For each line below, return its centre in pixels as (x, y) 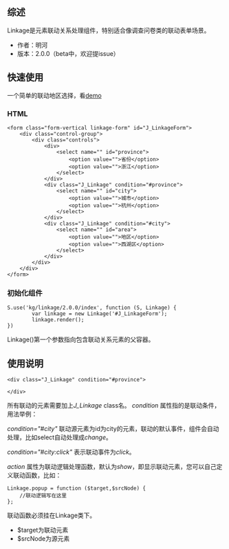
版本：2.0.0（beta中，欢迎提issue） (68, 53)
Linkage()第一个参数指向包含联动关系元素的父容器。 (81, 339)
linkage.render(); (58, 320)
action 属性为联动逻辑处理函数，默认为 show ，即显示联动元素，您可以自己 (112, 467)
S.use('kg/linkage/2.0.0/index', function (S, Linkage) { (92, 308)
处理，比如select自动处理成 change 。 (59, 437)
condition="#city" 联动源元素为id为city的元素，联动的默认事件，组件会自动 (113, 429)
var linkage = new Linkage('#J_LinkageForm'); (100, 314)
